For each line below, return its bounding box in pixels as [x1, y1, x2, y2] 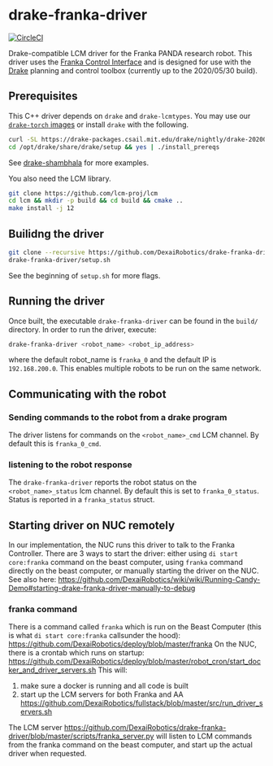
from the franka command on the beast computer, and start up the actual [8, 740, 253, 750]
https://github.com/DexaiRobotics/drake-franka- [63, 723, 227, 733]
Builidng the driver [8, 226, 104, 241]
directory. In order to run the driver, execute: [8, 324, 157, 335]
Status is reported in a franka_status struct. [8, 495, 155, 505]
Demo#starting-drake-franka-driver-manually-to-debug [8, 584, 196, 593]
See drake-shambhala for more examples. [8, 157, 149, 168]
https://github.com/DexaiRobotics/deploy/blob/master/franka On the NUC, [8, 639, 258, 649]
